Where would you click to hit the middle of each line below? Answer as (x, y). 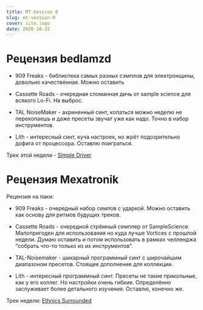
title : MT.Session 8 (33, 12)
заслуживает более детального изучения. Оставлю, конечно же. (99, 289)
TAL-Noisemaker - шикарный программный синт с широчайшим (98, 258)
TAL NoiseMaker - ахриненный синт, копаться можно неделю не (98, 112)
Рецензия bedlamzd (59, 59)
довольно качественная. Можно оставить (70, 82)
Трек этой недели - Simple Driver (49, 155)
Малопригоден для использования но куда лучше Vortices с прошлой (106, 233)
